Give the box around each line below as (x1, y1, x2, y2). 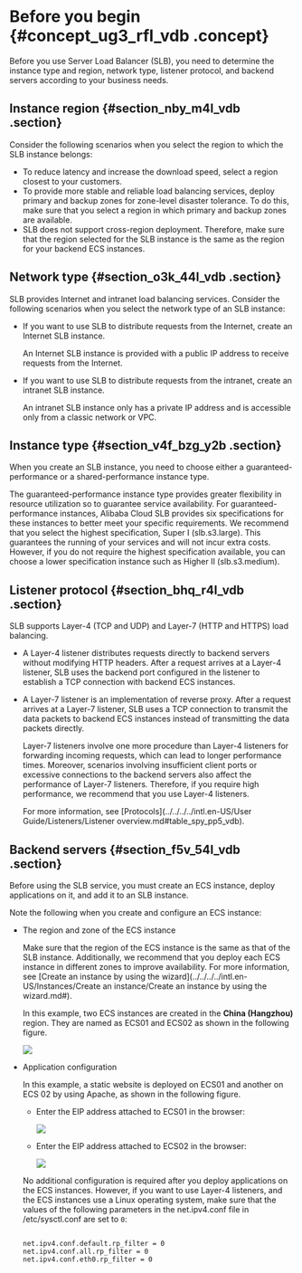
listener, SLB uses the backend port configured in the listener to (22, 667, 260, 678)
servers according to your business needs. (9, 74, 169, 85)
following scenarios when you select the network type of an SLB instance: (9, 303, 286, 314)
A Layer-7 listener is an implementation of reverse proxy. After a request (22, 694, 291, 705)
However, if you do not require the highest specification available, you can (9, 546, 286, 557)
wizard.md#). (22, 991, 72, 1001)
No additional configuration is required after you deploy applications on (22, 1175, 288, 1186)
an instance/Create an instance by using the (102, 981, 268, 992)
